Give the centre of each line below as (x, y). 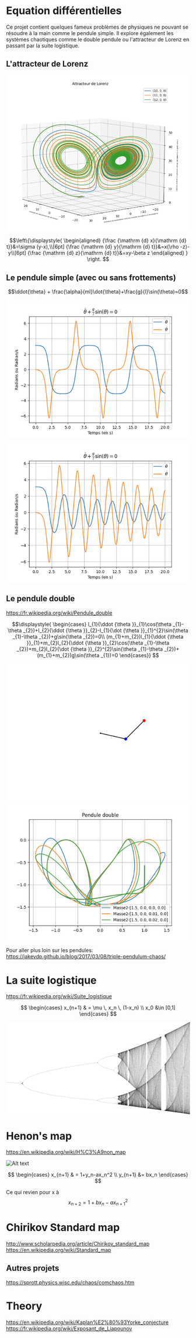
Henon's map (39, 1136)
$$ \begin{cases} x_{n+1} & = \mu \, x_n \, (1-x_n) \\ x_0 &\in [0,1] (98, 1008)
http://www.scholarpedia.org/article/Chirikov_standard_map (78, 1243)
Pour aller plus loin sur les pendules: (50, 950)
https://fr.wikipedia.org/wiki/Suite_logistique (59, 996)
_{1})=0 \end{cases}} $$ (130, 655)
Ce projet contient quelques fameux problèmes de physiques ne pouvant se (97, 27)
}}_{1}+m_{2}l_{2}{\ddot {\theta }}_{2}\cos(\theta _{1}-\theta (98, 643)
